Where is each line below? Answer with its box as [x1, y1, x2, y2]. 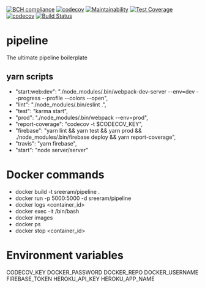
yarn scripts [6, 72, 54, 82]
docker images [15, 214, 53, 221]
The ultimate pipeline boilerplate [6, 54, 88, 61]
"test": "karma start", [15, 107, 69, 114]
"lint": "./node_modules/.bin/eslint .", [15, 101, 106, 108]
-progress [15, 94, 41, 102]
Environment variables [6, 248, 124, 262]
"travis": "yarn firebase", [15, 139, 77, 147]
